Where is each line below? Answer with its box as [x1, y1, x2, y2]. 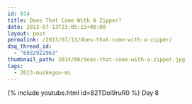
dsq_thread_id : [7, 43, 52, 50]
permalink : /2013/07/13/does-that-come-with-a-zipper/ [7, 37, 173, 44]
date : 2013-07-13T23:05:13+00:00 [7, 23, 106, 30]
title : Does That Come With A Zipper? [7, 17, 122, 24]
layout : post [7, 30, 46, 37]
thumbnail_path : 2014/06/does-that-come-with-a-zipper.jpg [7, 56, 186, 63]
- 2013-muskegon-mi [13, 69, 72, 76]
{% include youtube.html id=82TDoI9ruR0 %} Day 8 [7, 89, 159, 97]
